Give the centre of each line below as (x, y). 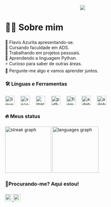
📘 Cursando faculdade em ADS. (37, 48)
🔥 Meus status (23, 116)
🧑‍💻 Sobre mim (34, 27)
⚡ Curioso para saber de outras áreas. (44, 64)
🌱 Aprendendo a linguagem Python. (41, 58)
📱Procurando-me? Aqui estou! (42, 184)
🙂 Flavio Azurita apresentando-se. (40, 42)
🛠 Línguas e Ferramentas (36, 84)
